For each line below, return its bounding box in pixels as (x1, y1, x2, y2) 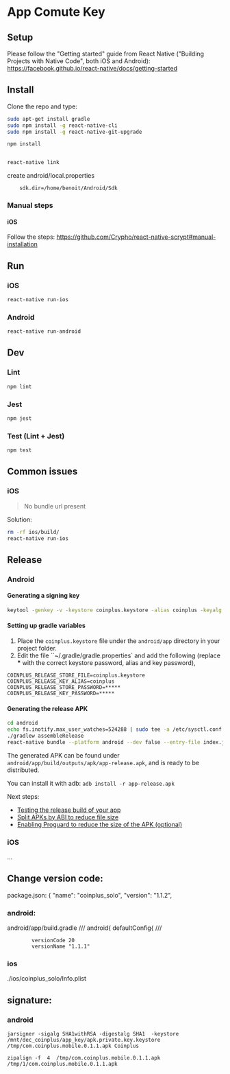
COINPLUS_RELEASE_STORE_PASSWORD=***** (7, 684, 121, 690)
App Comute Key (7, 4, 106, 20)
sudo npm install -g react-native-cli (7, 121, 118, 129)
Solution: (7, 515, 32, 524)
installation (7, 240, 38, 248)
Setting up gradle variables (7, 622, 86, 630)
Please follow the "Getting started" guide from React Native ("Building (7, 49, 204, 58)
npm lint (7, 383, 32, 390)
